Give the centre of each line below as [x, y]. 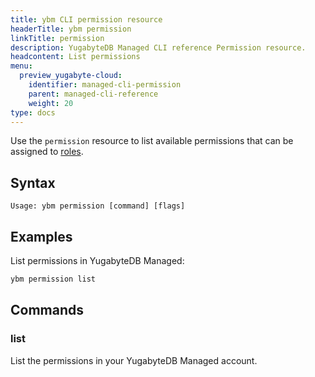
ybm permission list [53, 279]
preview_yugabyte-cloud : [71, 76]
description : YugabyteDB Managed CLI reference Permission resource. [158, 47]
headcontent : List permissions [75, 57]
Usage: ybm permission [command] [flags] [98, 206]
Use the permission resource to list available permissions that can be [152, 141]
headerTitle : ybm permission [71, 29]
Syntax [33, 182]
